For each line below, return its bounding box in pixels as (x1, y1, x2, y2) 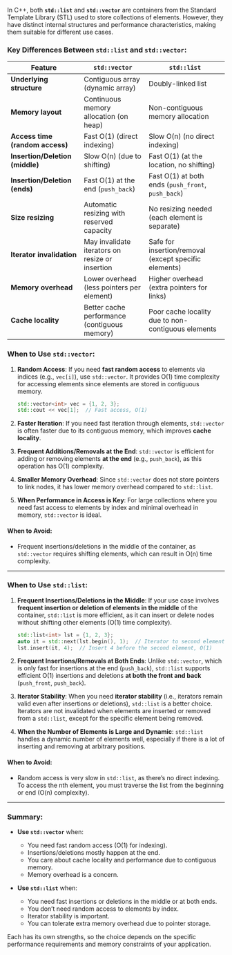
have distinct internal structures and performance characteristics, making (7, 21, 216, 28)
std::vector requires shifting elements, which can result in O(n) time (17, 549, 213, 558)
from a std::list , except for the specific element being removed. (17, 715, 204, 723)
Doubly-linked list (148, 79, 207, 88)
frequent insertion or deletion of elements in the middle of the (17, 603, 198, 612)
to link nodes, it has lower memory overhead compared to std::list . (17, 483, 213, 491)
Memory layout (10, 107, 62, 117)
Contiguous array (84, 75, 140, 84)
